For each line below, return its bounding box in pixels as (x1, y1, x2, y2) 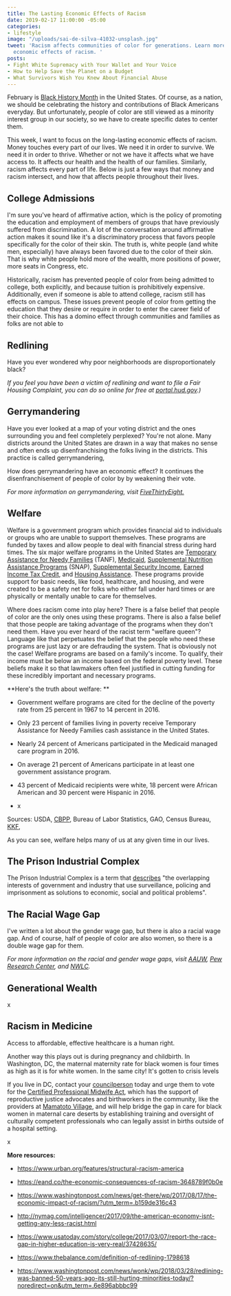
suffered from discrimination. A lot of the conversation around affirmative (7, 226, 214, 234)
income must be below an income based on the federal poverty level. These (7, 656, 223, 665)
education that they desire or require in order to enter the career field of (7, 305, 210, 313)
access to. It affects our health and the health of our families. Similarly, (7, 158, 208, 166)
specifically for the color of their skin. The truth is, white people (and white (7, 240, 219, 248)
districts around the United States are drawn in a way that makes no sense (7, 439, 218, 447)
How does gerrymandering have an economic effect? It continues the (7, 467, 204, 475)
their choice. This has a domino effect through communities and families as (7, 312, 220, 321)
